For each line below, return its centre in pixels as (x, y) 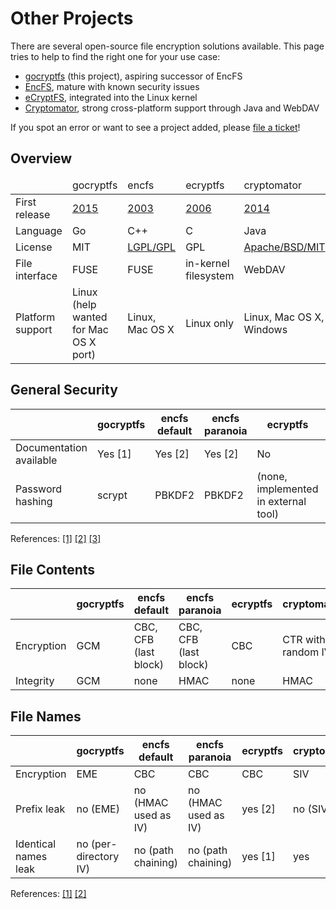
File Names (46, 716)
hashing (34, 501)
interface (36, 275)
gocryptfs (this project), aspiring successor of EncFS (133, 76)
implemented (287, 489)
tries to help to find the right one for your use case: (115, 56)
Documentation (51, 447)
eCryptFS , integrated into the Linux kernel (111, 97)
